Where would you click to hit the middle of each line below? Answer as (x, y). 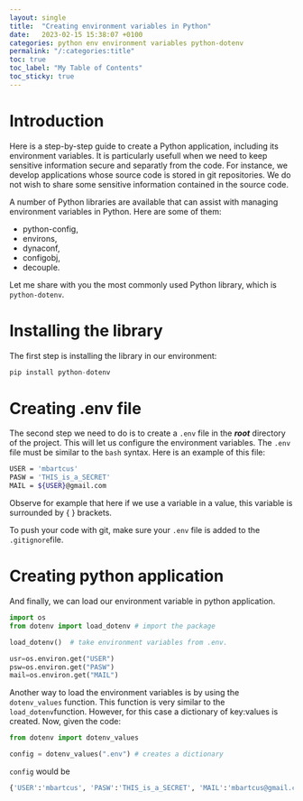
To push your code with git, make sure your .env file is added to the (135, 530)
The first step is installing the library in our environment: (113, 355)
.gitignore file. (37, 540)
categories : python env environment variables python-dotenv (127, 43)
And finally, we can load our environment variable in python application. (142, 601)
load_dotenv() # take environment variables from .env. (119, 642)
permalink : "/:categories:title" (72, 51)
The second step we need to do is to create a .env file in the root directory (147, 433)
